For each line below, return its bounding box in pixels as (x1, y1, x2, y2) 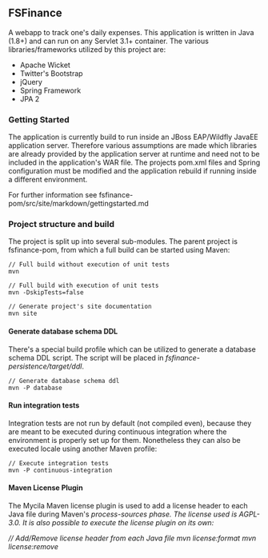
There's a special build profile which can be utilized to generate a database (8, 344, 256, 354)
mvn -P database (8, 384, 62, 392)
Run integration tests (8, 401, 80, 410)
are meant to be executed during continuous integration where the (8, 427, 227, 436)
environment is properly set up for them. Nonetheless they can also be (8, 435, 242, 444)
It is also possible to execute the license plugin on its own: (22, 518, 214, 528)
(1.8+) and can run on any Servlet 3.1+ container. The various (8, 36, 210, 46)
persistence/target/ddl (8, 361, 82, 371)
